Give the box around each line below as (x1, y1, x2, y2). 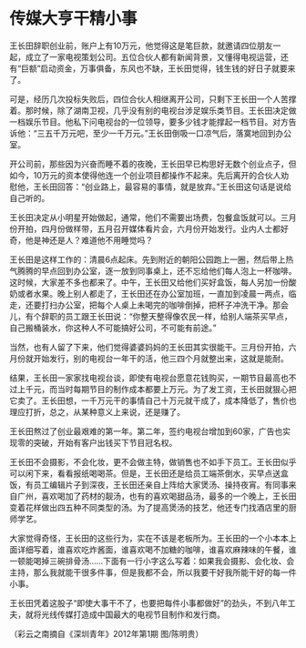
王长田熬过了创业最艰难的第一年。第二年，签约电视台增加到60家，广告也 (9, 425, 283, 437)
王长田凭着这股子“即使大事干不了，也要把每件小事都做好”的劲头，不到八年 (9, 597, 289, 608)
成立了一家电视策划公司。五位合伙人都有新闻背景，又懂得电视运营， (25, 51, 280, 62)
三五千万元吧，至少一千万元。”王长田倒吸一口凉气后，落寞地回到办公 (36, 127, 292, 138)
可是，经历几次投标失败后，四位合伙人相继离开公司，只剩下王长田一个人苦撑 (9, 93, 297, 105)
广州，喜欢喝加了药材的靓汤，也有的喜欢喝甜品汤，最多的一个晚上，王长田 (16, 491, 297, 501)
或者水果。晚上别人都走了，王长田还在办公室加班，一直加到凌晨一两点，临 (16, 288, 297, 299)
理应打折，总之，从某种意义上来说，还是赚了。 (9, 406, 185, 417)
